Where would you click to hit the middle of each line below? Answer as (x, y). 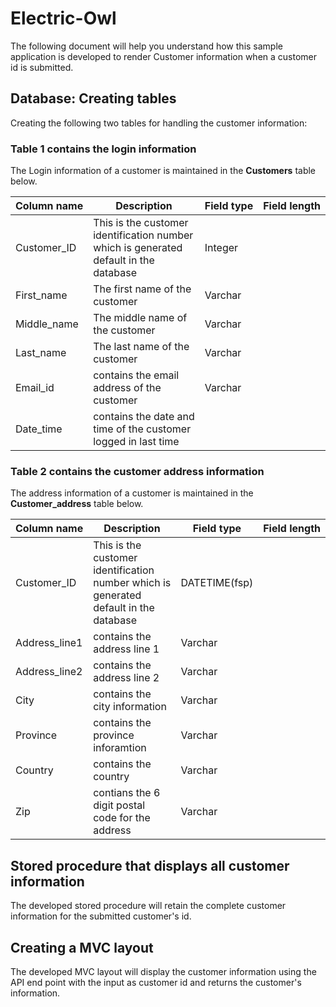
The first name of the (142, 289)
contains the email (136, 375)
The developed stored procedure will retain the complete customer (148, 906)
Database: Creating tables (93, 98)
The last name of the (141, 347)
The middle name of (140, 318)
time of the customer (142, 429)
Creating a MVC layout (82, 947)
